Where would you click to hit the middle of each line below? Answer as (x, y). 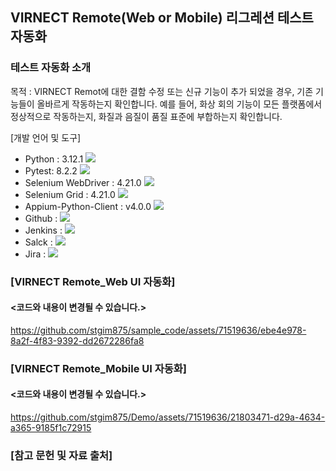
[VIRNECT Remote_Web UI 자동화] (93, 281)
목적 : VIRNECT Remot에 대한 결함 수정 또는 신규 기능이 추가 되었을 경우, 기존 (162, 91)
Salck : (38, 242)
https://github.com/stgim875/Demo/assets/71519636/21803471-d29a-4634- (168, 417)
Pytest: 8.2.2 (51, 170)
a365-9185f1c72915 (51, 427)
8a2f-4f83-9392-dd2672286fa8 (77, 340)
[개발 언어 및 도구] (46, 137)
